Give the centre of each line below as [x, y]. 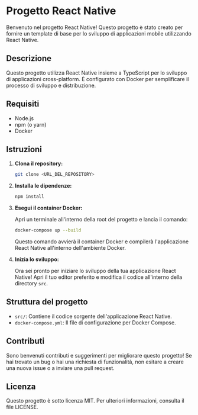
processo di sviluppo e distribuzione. [51, 85]
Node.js [24, 118]
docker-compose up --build [48, 230]
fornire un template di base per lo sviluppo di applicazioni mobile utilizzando [99, 33]
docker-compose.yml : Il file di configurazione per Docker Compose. [95, 322]
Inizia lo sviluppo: [37, 259]
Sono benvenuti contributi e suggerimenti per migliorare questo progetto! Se [99, 355]
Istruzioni [24, 149]
